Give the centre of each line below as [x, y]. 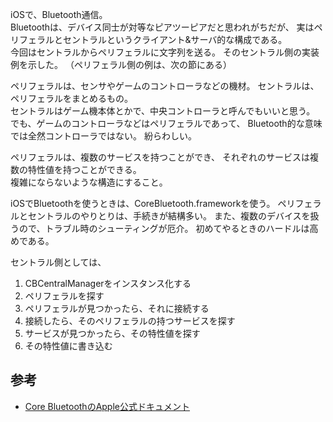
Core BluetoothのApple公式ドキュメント [107, 406]
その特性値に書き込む [68, 346]
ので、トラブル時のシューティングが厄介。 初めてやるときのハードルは [164, 228]
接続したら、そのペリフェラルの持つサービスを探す [130, 321]
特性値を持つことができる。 [84, 169]
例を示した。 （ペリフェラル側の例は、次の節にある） [121, 64]
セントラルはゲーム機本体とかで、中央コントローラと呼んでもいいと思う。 [163, 111]
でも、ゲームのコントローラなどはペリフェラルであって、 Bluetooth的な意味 [166, 123]
